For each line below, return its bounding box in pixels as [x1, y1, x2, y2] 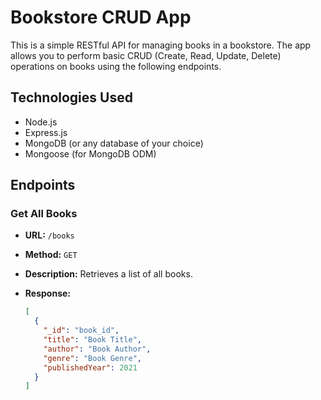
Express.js [24, 126, 68, 138]
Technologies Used [10, 89, 133, 106]
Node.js [24, 116, 58, 128]
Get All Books [10, 207, 78, 221]
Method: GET [24, 249, 78, 261]
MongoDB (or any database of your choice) [24, 137, 204, 149]
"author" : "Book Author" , [43, 344, 152, 354]
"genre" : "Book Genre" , [43, 353, 142, 363]
